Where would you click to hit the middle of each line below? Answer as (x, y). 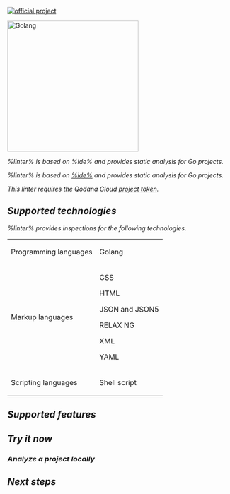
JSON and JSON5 (129, 309)
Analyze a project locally (51, 459)
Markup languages (42, 317)
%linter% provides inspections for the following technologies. (97, 228)
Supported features (52, 414)
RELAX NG (117, 325)
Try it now (30, 439)
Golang (111, 252)
